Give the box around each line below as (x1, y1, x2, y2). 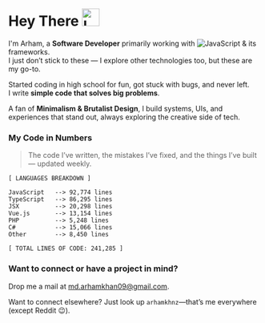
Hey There (8, 12, 79, 30)
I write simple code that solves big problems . (8, 88, 160, 98)
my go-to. (8, 64, 42, 74)
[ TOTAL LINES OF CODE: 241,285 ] (8, 244, 124, 252)
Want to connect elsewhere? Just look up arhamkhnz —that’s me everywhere (8, 297, 258, 306)
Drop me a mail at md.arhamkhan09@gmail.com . (8, 281, 170, 291)
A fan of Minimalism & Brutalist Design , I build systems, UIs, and (8, 103, 223, 113)
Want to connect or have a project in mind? (8, 263, 179, 274)
